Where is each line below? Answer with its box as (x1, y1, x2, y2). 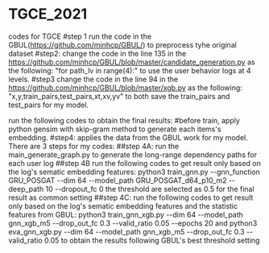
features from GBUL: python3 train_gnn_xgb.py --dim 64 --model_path (8, 209, 244, 219)
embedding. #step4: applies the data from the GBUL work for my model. (8, 132, 248, 142)
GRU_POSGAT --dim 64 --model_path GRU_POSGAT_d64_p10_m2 (8, 175, 227, 185)
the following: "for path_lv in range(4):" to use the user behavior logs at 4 (8, 65, 251, 75)
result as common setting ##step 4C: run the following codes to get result (8, 193, 254, 202)
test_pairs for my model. (8, 100, 89, 110)
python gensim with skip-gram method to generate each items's (8, 124, 221, 134)
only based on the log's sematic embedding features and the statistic (8, 201, 238, 210)
